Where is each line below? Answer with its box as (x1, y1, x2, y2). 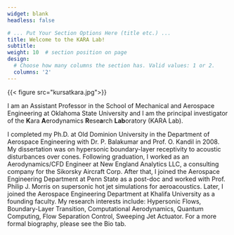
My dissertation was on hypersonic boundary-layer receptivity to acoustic (7, 145, 221, 153)
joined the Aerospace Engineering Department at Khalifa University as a (7, 189, 216, 198)
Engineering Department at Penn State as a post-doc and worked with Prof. (7, 175, 226, 183)
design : (7, 55, 30, 63)
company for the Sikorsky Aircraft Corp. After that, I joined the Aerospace (7, 167, 220, 175)
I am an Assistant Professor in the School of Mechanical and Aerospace (7, 101, 215, 109)
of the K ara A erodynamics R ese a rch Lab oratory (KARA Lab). (7, 116, 184, 125)
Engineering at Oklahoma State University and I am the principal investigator (7, 109, 228, 117)
